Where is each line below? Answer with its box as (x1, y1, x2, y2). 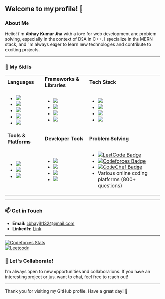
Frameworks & (45, 75, 80, 82)
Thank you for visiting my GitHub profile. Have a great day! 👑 (5, 288, 128, 294)
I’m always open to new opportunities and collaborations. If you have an (5, 268, 151, 274)
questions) (97, 182, 123, 189)
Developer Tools (45, 135, 84, 142)
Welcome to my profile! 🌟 (5, 5, 84, 13)
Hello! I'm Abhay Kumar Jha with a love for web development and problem (5, 31, 157, 37)
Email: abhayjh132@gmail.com (12, 220, 75, 227)
